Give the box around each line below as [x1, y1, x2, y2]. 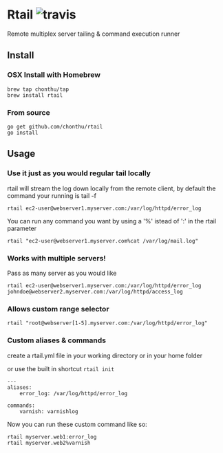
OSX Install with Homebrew [7, 70, 101, 80]
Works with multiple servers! [7, 253, 107, 263]
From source [7, 107, 50, 117]
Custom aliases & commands [7, 335, 107, 345]
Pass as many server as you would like [7, 269, 117, 277]
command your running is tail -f [7, 191, 96, 199]
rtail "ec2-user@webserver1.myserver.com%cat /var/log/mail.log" [7, 237, 198, 244]
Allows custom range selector [7, 304, 109, 313]
